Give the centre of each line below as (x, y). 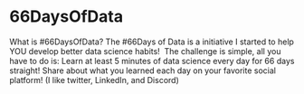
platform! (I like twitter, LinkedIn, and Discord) (94, 80)
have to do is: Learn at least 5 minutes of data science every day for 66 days (152, 61)
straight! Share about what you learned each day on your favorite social (142, 70)
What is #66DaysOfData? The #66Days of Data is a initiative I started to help (152, 42)
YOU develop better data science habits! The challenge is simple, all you (145, 51)
